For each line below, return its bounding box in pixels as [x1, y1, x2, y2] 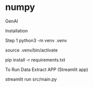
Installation [5, 27, 28, 33]
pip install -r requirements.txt [5, 56, 65, 62]
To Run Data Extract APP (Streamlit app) [5, 66, 88, 72]
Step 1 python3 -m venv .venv [5, 37, 67, 43]
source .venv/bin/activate [5, 47, 58, 53]
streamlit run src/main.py [5, 76, 57, 82]
